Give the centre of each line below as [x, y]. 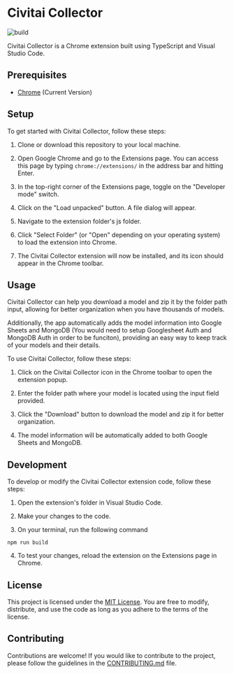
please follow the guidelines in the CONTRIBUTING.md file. [92, 663]
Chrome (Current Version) [55, 92]
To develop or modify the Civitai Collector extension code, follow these [109, 482]
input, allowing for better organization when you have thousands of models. [116, 309]
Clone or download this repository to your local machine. [99, 144]
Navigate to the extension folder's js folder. [79, 221]
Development [37, 464]
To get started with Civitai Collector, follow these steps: [87, 131]
